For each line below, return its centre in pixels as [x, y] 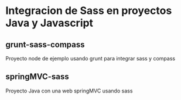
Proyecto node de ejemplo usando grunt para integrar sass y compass [90, 58]
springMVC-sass [37, 77]
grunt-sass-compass [45, 44]
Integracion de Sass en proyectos [89, 11]
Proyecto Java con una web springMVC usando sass [69, 91]
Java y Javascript [49, 23]
